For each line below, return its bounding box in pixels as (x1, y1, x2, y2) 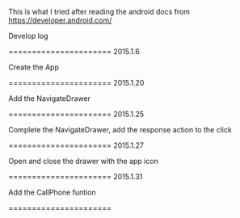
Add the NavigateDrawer (8, 94, 91, 103)
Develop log (8, 31, 48, 40)
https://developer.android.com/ (8, 15, 112, 25)
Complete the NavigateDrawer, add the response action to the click (8, 125, 232, 134)
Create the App (8, 62, 59, 72)
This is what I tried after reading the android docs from (8, 7, 191, 16)
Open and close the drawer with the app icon (8, 157, 159, 166)
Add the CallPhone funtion (8, 187, 96, 197)
